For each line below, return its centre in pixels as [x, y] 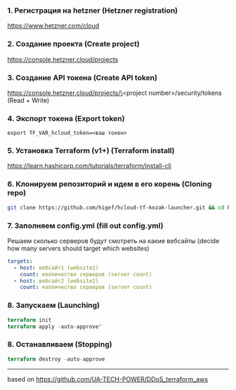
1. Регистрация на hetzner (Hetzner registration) [93, 11]
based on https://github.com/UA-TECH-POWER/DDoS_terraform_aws [108, 379]
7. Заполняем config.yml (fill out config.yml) [85, 226]
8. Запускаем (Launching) [54, 306]
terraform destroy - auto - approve [56, 359]
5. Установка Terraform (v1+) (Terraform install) [91, 151]
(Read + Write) [28, 100]
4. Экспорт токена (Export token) [66, 118]
